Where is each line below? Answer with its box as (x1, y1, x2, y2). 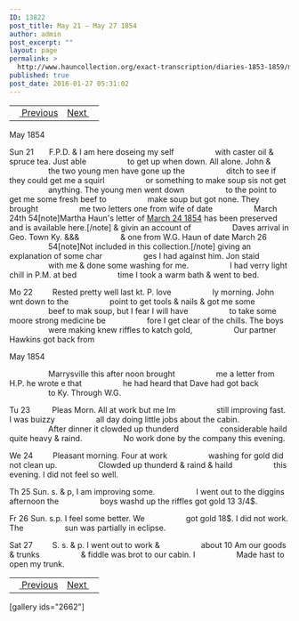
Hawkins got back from (9, 334, 95, 344)
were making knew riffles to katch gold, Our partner (48, 324, 277, 335)
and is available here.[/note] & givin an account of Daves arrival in (9, 222, 289, 232)
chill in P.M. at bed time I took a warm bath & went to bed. (9, 269, 260, 280)
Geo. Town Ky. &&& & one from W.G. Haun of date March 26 (9, 231, 267, 242)
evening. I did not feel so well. (9, 469, 118, 480)
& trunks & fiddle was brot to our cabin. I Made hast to (9, 549, 285, 560)
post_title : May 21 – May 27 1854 (9, 21, 138, 30)
